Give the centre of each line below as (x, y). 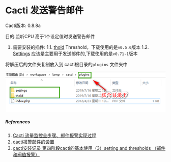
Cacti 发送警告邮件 (45, 10)
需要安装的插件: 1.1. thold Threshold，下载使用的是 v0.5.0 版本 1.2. (81, 47)
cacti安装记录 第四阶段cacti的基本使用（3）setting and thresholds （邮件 (89, 148)
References (18, 122)
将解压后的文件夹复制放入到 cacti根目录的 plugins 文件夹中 (66, 64)
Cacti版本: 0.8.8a (23, 25)
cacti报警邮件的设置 (33, 142)
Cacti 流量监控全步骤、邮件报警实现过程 (54, 135)
